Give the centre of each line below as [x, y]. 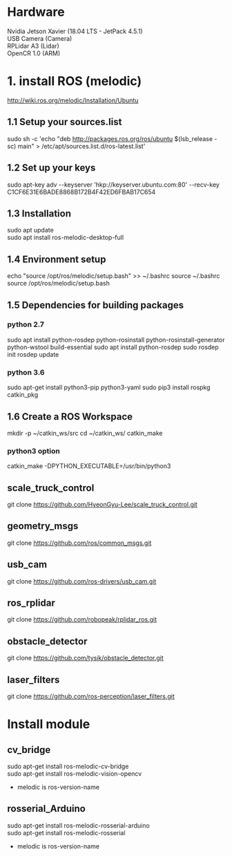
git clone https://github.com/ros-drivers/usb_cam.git [82, 581]
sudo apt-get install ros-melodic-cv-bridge [68, 766]
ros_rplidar [31, 603]
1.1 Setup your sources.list [65, 122]
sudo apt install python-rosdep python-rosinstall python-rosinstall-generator [116, 339]
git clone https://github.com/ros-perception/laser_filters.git [91, 696]
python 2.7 [26, 324]
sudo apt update [30, 230]
